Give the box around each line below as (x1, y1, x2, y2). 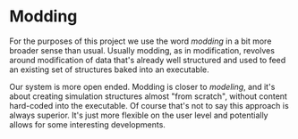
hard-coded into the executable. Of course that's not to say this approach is (9, 100, 289, 110)
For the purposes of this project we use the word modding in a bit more (9, 36, 272, 46)
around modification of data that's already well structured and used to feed (9, 54, 286, 65)
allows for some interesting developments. (9, 119, 166, 130)
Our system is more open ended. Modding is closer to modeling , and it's (9, 81, 276, 92)
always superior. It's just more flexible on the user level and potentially (9, 110, 268, 120)
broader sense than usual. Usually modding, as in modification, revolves (9, 45, 276, 55)
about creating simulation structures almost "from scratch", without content (9, 91, 288, 102)
